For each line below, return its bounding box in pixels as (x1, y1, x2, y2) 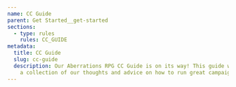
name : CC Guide (7, 10, 52, 18)
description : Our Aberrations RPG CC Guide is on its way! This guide (13, 62, 225, 69)
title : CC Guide (13, 50, 61, 57)
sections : (7, 23, 37, 30)
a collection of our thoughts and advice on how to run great (20, 69, 206, 76)
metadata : (7, 43, 37, 50)
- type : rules (13, 29, 55, 37)
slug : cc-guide (13, 56, 58, 63)
